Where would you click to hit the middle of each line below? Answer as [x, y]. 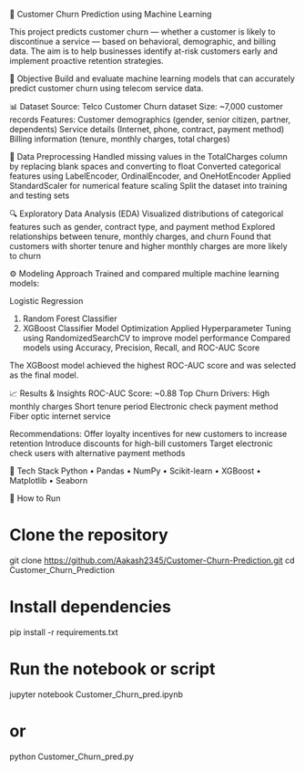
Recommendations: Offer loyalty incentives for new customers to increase [148, 434]
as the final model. [44, 375]
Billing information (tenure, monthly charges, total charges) [120, 139]
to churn [25, 256]
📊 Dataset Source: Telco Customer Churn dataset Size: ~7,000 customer [147, 106]
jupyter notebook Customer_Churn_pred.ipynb [97, 694]
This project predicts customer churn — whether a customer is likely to [142, 31]
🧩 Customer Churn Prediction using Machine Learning [111, 14]
